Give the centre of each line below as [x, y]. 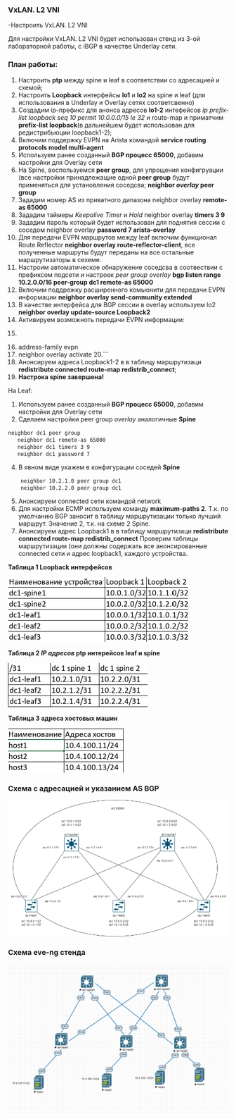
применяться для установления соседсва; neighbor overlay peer [116, 185]
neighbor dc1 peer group [44, 433]
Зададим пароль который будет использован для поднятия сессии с [122, 222]
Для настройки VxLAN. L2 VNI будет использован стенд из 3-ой [104, 39]
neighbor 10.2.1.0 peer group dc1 [71, 481]
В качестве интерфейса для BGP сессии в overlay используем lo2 [117, 304]
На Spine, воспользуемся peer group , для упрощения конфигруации [121, 170]
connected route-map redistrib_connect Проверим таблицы [108, 538]
